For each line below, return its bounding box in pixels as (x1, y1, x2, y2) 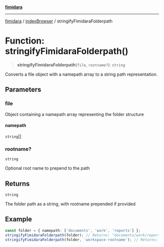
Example (5, 215, 32, 224)
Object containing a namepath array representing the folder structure (5, 111, 144, 117)
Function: (5, 35, 45, 46)
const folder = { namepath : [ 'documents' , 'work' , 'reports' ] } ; (5, 228, 141, 233)
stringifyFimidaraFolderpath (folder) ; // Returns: (5, 232, 110, 238)
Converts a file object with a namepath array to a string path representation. (5, 71, 158, 77)
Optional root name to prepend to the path (5, 165, 90, 171)
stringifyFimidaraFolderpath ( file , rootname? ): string (17, 62, 125, 67)
